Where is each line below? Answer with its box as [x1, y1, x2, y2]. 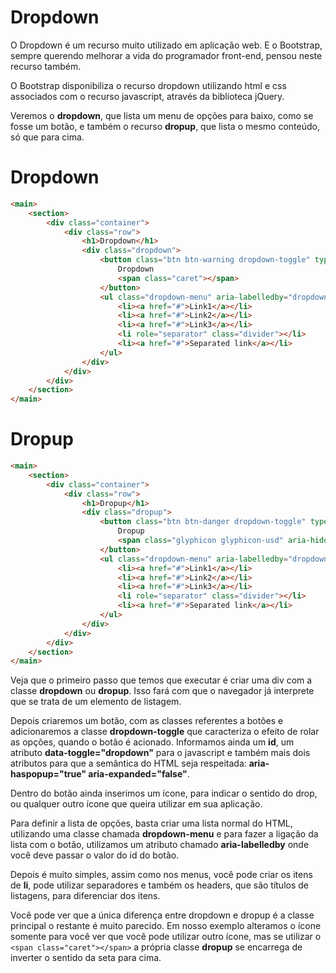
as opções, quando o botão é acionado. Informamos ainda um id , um [10, 736, 295, 748]
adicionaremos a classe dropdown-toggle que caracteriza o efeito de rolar [10, 726, 320, 738]
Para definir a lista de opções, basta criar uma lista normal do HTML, [10, 817, 293, 830]
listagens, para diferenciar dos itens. [10, 890, 161, 902]
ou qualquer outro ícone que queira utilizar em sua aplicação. [10, 798, 263, 810]
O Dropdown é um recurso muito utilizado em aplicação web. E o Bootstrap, [10, 39, 323, 51]
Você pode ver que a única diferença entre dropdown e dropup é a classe [10, 909, 315, 921]
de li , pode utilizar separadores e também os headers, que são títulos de [10, 879, 309, 891]
